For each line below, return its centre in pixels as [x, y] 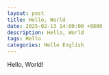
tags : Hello [24, 39]
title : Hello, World [37, 20]
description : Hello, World [46, 32]
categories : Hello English [46, 45]
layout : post [26, 13]
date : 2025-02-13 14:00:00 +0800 [55, 26]
